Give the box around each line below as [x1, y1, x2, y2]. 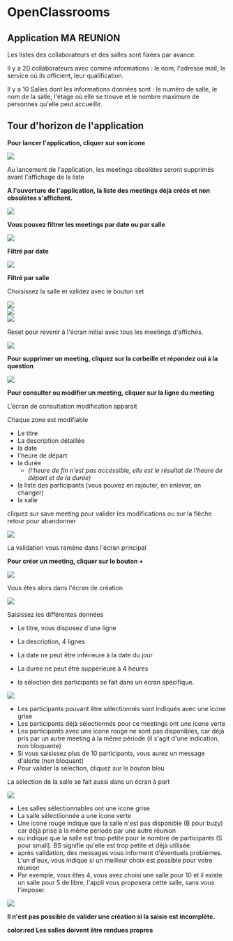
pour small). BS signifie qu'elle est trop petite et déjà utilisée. [17, 841, 192, 849]
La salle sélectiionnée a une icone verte [17, 811, 131, 819]
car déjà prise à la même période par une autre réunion [17, 826, 176, 835]
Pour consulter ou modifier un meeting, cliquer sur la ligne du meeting [7, 388, 215, 397]
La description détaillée [17, 436, 85, 444]
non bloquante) [17, 741, 61, 750]
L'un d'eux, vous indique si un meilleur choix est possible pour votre [17, 856, 213, 864]
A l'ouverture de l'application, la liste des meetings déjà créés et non [7, 186, 211, 194]
